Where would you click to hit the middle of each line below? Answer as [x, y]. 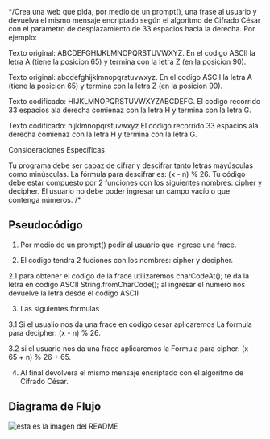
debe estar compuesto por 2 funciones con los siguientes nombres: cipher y [135, 182]
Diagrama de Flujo [55, 407]
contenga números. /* [45, 200]
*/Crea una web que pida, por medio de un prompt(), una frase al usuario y [133, 12]
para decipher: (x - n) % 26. [54, 332]
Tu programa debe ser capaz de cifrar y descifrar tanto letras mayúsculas [131, 165]
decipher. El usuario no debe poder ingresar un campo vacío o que [119, 191]
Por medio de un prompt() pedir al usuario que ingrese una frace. [128, 245]
